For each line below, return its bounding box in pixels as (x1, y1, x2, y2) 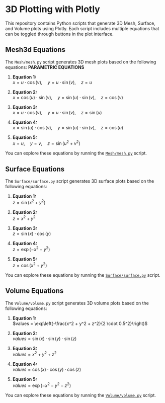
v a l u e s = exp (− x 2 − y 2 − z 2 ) (12, 381, 71, 388)
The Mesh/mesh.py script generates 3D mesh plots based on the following (5, 59, 156, 65)
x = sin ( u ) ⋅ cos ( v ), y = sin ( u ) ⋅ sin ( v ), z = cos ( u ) (12, 124, 124, 130)
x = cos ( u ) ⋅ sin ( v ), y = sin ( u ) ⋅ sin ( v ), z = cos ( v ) (12, 94, 123, 100)
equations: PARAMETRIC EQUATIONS (5, 64, 85, 70)
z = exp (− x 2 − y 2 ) (12, 246, 50, 253)
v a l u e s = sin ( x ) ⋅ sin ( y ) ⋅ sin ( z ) (12, 336, 77, 342)
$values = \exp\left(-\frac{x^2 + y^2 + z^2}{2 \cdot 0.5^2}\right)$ (12, 320, 148, 327)
